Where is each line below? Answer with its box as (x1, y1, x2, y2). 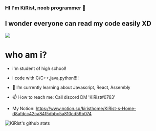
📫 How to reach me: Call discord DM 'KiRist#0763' (12, 94, 116, 100)
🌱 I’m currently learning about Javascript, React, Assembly (12, 84, 131, 90)
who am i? (5, 49, 47, 60)
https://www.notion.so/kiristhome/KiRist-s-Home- (35, 105, 136, 111)
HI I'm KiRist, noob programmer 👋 (5, 4, 86, 11)
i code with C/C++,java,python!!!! (12, 75, 79, 81)
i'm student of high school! (12, 65, 67, 71)
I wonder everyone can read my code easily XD (5, 20, 152, 28)
